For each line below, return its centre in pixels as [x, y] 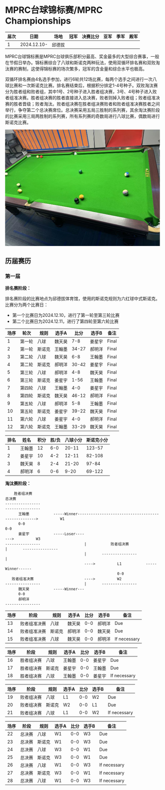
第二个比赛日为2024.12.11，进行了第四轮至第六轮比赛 [65, 321]
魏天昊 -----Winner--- [51, 589]
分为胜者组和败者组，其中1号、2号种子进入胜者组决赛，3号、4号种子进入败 [81, 92]
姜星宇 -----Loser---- [51, 534]
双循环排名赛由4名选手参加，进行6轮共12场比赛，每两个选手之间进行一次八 [81, 79]
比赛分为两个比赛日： [27, 305]
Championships [38, 21]
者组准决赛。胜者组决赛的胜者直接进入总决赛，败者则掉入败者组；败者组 [78, 98]
